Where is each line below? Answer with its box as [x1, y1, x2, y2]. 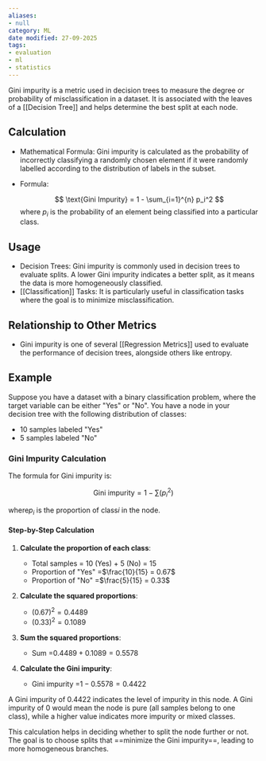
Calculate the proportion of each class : [19, 543, 152, 552]
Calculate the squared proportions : [19, 590, 138, 600]
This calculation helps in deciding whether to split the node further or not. [8, 727, 249, 736]
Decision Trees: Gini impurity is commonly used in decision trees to [19, 261, 241, 271]
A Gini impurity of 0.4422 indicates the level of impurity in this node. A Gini [8, 694, 253, 704]
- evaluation [8, 49, 52, 57]
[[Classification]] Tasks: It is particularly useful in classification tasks [19, 287, 245, 296]
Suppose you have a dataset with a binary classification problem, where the [8, 392, 256, 402]
